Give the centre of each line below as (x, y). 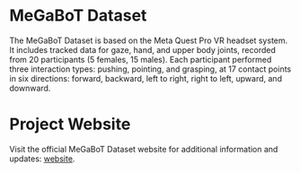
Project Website (70, 124)
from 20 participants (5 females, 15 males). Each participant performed (141, 59)
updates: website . (42, 159)
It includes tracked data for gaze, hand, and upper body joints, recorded (142, 49)
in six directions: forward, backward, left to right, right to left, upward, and (146, 78)
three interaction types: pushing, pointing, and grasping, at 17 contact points (150, 69)
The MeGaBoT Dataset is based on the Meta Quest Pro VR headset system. (149, 40)
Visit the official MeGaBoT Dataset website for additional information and (144, 149)
